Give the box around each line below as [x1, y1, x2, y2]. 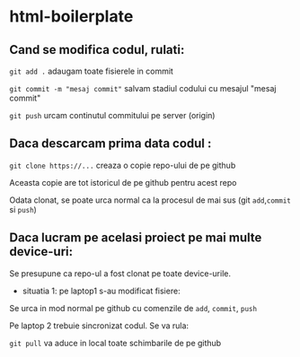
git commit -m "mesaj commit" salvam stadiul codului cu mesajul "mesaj [9, 83, 277, 93]
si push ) [9, 204, 38, 214]
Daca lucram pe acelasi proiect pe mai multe [9, 231, 262, 246]
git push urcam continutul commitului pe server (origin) [9, 110, 216, 120]
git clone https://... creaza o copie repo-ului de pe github [9, 160, 236, 170]
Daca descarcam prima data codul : [9, 136, 212, 152]
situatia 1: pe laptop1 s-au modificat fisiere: [22, 285, 181, 296]
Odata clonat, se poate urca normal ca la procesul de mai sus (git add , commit [9, 195, 292, 205]
